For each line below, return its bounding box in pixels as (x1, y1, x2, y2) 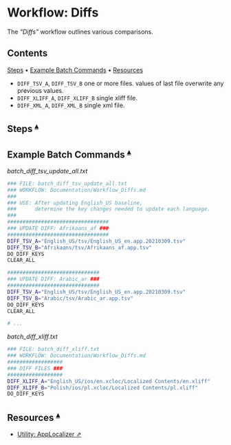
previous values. (16, 86, 64, 94)
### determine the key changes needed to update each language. (7, 206, 211, 213)
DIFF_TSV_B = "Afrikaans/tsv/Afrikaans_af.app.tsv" (7, 244, 153, 251)
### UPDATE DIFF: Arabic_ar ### (7, 276, 100, 283)
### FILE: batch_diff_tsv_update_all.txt (7, 180, 128, 187)
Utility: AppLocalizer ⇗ (16, 430, 82, 438)
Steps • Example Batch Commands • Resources (7, 65, 143, 74)
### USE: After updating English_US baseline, (7, 199, 143, 206)
